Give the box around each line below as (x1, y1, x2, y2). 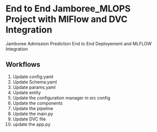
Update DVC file (12, 116, 46, 122)
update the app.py (12, 121, 51, 127)
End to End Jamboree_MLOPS (5, 3, 131, 14)
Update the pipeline (12, 105, 54, 111)
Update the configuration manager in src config (12, 95, 111, 101)
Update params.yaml (12, 84, 56, 90)
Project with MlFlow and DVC (5, 13, 128, 25)
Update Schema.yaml (12, 79, 57, 85)
